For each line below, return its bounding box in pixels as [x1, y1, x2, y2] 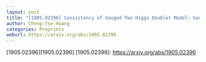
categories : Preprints [6, 26, 64, 33]
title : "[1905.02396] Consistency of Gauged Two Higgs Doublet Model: [6, 15, 191, 21]
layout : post [6, 9, 40, 15]
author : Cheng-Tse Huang [6, 20, 70, 26]
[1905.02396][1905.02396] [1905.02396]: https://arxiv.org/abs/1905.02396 [6, 48, 196, 56]
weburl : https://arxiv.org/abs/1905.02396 [6, 32, 116, 38]
